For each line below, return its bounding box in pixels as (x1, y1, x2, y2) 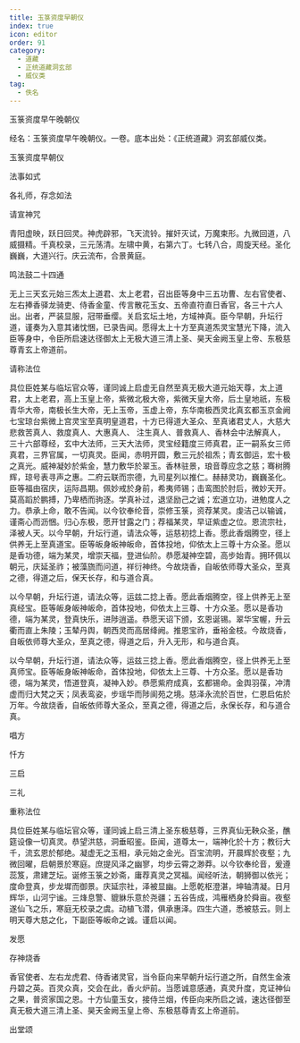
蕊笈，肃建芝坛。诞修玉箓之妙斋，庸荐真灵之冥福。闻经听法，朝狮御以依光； (9, 869, 291, 880)
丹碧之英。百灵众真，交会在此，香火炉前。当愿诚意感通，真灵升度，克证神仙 (9, 982, 291, 993)
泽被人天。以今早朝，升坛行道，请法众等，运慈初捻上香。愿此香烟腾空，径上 (9, 527, 291, 538)
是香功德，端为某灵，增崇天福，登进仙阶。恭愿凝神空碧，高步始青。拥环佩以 (9, 549, 291, 560)
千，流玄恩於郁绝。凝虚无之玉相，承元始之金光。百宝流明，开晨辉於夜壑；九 (9, 847, 291, 858)
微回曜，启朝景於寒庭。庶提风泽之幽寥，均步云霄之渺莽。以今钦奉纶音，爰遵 (9, 858, 291, 869)
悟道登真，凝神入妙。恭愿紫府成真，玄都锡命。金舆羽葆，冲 (63, 677, 283, 688)
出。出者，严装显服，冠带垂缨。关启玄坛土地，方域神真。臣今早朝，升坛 (9, 310, 275, 321)
